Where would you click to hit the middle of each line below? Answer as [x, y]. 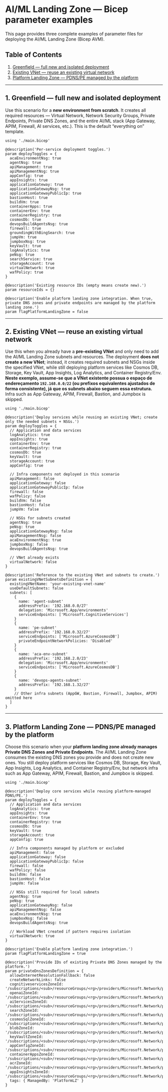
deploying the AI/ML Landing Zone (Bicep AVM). [55, 39]
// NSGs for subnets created [40, 518]
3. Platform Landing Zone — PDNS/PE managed [80, 727]
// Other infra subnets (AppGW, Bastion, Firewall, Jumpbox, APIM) [86, 694]
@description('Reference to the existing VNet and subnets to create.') [82, 575]
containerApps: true [31, 206]
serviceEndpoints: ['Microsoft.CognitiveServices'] [73, 615]
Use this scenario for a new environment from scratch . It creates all [75, 110]
